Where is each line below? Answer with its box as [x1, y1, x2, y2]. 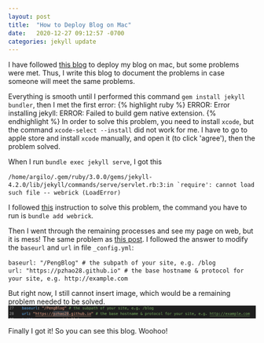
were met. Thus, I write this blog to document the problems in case [8, 68, 225, 78]
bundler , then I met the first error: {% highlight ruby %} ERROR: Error [8, 100, 230, 110]
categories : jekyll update [8, 38, 97, 46]
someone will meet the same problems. [8, 77, 136, 86]
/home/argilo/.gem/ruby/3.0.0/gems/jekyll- [8, 173, 153, 181]
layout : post [8, 13, 51, 20]
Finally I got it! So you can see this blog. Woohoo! [8, 326, 168, 335]
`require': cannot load [176, 181, 255, 189]
